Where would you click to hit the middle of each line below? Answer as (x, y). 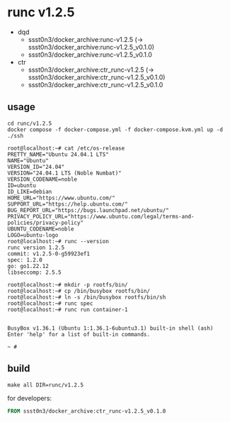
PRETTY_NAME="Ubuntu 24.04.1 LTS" (58, 154)
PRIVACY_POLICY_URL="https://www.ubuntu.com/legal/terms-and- (101, 216)
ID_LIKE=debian (30, 191)
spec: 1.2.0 (25, 260)
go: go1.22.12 (28, 266)
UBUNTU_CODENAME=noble (41, 229)
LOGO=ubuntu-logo (33, 235)
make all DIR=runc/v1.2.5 (45, 385)
